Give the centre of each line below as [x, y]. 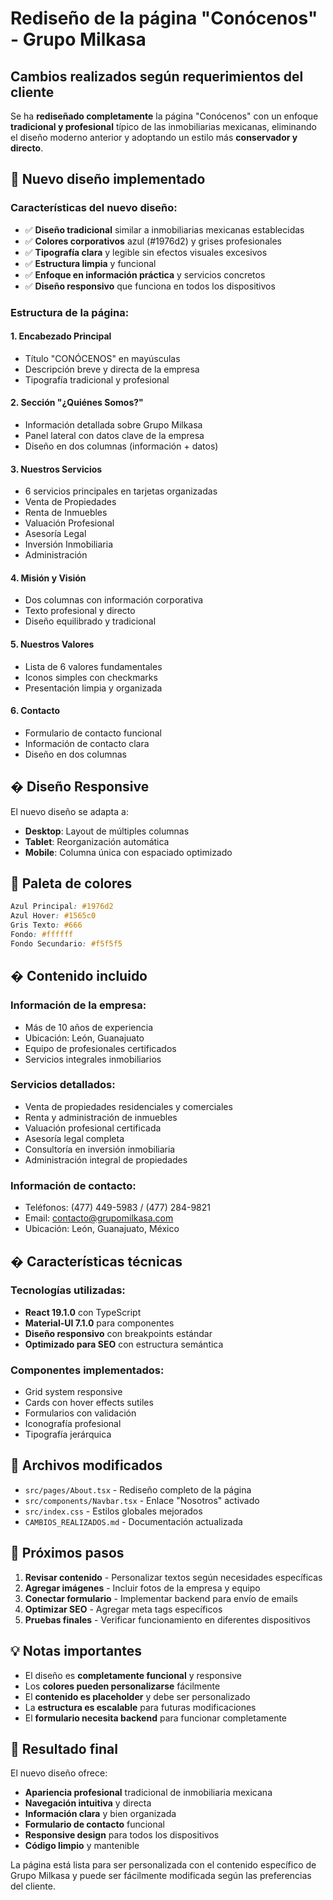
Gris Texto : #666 [46, 925]
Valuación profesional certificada [93, 1128]
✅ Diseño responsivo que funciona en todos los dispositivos [150, 286]
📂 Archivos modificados [86, 1465]
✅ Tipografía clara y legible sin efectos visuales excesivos [146, 252]
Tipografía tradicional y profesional [97, 379]
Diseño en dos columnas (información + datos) [121, 446]
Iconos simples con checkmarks [91, 677]
